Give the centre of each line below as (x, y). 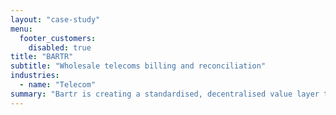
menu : (21, 29)
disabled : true (60, 47)
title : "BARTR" (42, 57)
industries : (35, 76)
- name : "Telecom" (58, 85)
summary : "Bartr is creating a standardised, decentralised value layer (165, 94)
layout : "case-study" (55, 19)
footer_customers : (58, 38)
